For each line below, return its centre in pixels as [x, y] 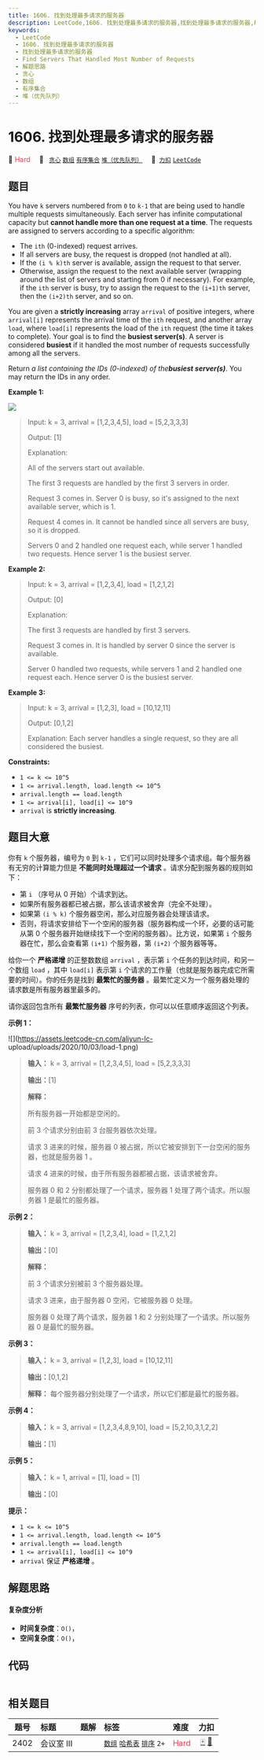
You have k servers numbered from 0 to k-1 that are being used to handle [126, 206]
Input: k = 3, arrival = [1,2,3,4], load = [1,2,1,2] [101, 584]
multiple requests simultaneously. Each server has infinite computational [125, 214]
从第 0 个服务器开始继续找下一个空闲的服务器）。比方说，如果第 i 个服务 [136, 933]
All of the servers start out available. [86, 468]
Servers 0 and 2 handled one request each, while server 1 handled [135, 545]
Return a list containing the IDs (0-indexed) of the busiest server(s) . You [125, 368]
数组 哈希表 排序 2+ [134, 1743]
